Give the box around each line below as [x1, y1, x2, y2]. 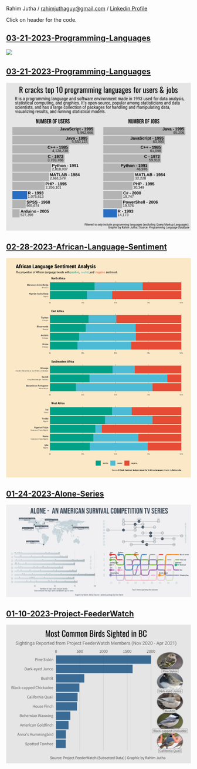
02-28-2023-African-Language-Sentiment [6, 242, 167, 252]
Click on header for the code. [6, 16, 77, 23]
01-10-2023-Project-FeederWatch [6, 609, 134, 619]
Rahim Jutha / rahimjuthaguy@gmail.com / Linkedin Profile [6, 5, 148, 12]
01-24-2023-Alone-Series [6, 489, 104, 499]
